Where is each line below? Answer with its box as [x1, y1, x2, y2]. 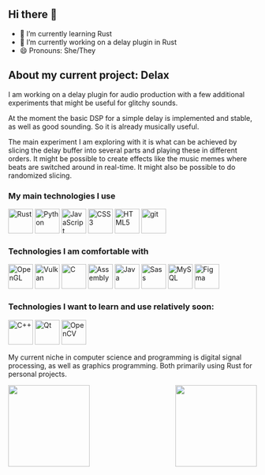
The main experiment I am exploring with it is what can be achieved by [8, 137, 237, 146]
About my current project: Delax [8, 69, 170, 82]
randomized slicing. [8, 171, 73, 180]
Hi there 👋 [8, 8, 58, 21]
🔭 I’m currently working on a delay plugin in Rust [19, 37, 177, 47]
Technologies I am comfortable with [8, 246, 149, 257]
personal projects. [8, 369, 67, 379]
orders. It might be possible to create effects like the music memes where [8, 153, 247, 163]
